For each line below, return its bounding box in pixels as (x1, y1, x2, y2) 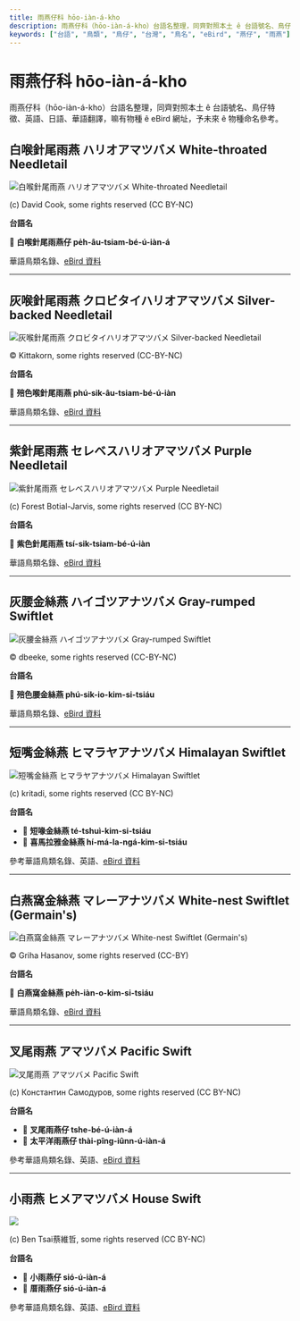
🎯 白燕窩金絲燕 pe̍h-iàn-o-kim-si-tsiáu (9, 988, 154, 998)
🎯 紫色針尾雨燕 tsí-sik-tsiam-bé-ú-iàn (9, 538, 151, 549)
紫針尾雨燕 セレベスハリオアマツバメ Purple (9, 443, 253, 459)
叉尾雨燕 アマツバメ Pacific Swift (9, 1043, 192, 1059)
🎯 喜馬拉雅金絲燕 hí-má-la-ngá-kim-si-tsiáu (21, 837, 187, 847)
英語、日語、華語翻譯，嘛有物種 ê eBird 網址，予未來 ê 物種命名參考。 (24, 114, 284, 124)
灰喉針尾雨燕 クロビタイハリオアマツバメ (9, 292, 235, 308)
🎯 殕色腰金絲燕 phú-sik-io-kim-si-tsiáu (9, 689, 155, 700)
